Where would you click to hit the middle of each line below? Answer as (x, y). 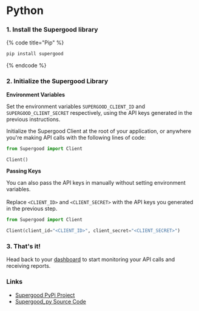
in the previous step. (32, 209)
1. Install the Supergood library (52, 30)
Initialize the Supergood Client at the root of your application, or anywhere (99, 131)
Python (25, 11)
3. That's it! (24, 247)
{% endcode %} (26, 66)
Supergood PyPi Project (45, 295)
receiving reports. (29, 266)
